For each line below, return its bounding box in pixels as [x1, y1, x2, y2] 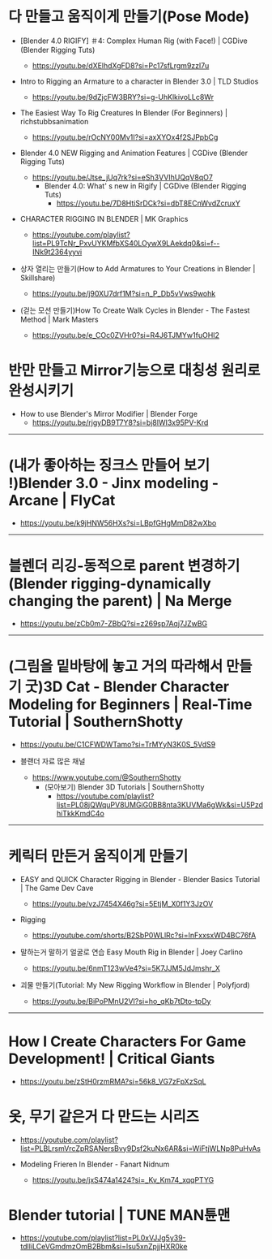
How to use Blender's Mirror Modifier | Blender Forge [19, 409, 198, 418]
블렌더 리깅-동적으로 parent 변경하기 [8, 557, 240, 575]
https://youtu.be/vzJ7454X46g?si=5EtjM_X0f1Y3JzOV [32, 898, 214, 908]
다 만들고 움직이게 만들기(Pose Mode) [8, 7, 250, 26]
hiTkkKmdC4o [56, 808, 105, 818]
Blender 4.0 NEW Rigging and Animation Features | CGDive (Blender [19, 148, 249, 158]
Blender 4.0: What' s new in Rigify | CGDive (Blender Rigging [44, 180, 247, 191]
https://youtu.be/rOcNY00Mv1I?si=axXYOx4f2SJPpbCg [32, 132, 219, 142]
